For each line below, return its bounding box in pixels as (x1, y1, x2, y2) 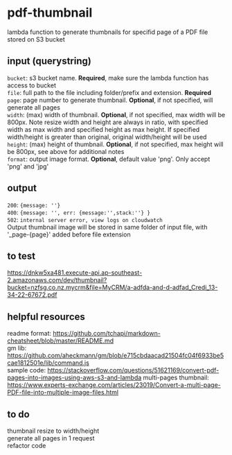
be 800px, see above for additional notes (7, 147, 125, 155)
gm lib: (7, 344, 27, 352)
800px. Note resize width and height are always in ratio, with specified (7, 118, 208, 126)
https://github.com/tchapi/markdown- (53, 329, 161, 338)
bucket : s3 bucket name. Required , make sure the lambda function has (7, 74, 209, 82)
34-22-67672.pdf (7, 291, 57, 299)
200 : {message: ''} (7, 200, 61, 209)
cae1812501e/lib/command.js (7, 359, 90, 367)
